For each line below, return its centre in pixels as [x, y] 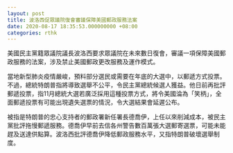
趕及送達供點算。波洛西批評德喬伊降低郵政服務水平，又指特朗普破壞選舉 [110, 134]
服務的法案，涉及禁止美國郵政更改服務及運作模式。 [86, 62]
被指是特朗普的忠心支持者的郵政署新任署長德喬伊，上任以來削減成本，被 [110, 117]
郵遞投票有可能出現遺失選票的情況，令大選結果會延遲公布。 [98, 102]
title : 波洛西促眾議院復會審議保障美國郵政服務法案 [72, 20]
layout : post [26, 13]
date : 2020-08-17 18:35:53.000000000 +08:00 [72, 26]
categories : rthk [32, 33]
